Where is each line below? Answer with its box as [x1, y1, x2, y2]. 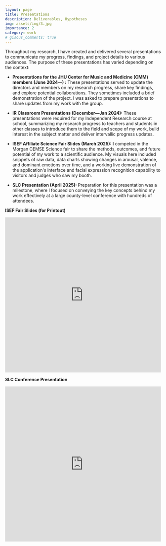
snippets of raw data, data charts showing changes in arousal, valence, [12, 156, 158, 162]
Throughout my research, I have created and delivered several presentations [5, 48, 161, 55]
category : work [5, 30, 37, 35]
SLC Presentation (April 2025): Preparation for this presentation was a [12, 182, 157, 188]
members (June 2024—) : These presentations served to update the [12, 79, 153, 85]
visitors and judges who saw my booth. [12, 172, 92, 178]
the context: [5, 64, 30, 70]
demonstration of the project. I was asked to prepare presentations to [12, 95, 154, 101]
